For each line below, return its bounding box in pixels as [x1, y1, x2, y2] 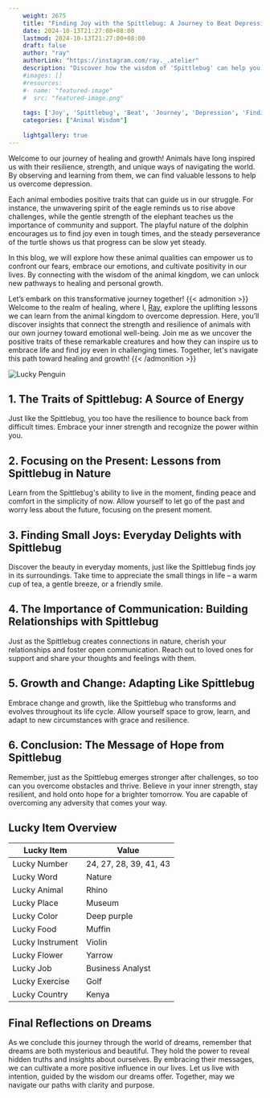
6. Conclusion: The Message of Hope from [8, 738, 225, 752]
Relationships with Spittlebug [8, 615, 159, 629]
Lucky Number [12, 859, 68, 870]
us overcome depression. [8, 178, 92, 189]
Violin [85, 937, 108, 948]
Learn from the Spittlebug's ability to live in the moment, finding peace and [8, 488, 256, 498]
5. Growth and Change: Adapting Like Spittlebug [8, 676, 256, 691]
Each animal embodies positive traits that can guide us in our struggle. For [8, 194, 254, 204]
